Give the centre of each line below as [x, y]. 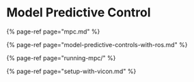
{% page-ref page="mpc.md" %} [53, 31]
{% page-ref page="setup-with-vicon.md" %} [71, 71]
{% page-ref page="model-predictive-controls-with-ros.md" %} [97, 44]
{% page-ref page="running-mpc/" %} [61, 58]
